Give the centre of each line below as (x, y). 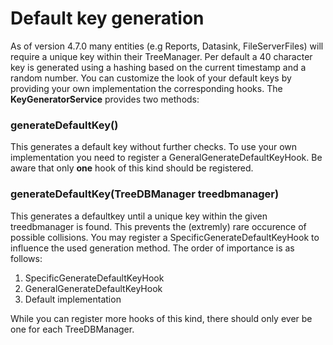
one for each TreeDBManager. (72, 329)
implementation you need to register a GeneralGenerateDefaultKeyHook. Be (166, 158)
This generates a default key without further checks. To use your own (154, 147)
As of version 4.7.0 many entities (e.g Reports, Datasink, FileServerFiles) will (167, 46)
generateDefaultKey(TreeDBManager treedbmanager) (145, 194)
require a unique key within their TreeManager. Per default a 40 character (161, 56)
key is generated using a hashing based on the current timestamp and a (158, 67)
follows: (26, 258)
